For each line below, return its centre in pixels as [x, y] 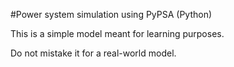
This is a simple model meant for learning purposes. [117, 33]
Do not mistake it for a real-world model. [93, 53]
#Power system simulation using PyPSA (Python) [111, 14]
